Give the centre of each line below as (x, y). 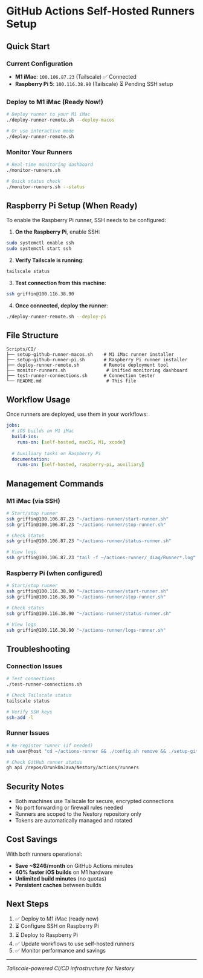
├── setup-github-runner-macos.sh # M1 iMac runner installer (90, 355)
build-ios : (25, 437)
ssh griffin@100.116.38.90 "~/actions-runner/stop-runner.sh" (86, 597)
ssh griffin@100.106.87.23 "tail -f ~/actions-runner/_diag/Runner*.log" (101, 558)
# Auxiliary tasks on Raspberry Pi (56, 453)
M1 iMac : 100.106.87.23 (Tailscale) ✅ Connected (76, 76)
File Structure (32, 336)
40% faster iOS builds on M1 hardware (64, 872)
